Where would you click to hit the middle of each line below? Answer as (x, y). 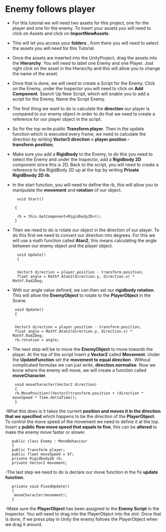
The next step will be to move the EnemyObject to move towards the (83, 349)
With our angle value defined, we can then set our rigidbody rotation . (83, 290)
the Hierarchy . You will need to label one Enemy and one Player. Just (83, 63)
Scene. (20, 300)
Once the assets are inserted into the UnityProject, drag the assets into (85, 57)
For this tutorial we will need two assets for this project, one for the (81, 23)
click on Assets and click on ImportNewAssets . (61, 33)
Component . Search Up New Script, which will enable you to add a (81, 94)
